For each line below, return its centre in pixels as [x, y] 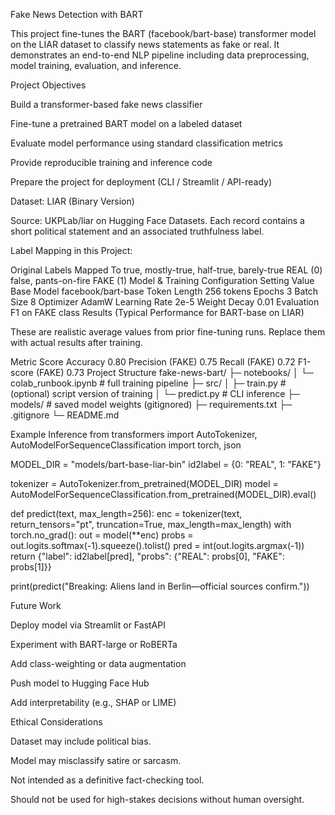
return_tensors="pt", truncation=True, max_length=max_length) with [151, 524]
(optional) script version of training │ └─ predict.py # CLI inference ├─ [155, 393]
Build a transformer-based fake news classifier [106, 104]
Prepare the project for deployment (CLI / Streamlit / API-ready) [141, 182]
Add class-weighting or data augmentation [98, 663]
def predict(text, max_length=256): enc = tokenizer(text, [126, 513]
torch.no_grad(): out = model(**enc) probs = [102, 535]
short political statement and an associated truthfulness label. [137, 231]
